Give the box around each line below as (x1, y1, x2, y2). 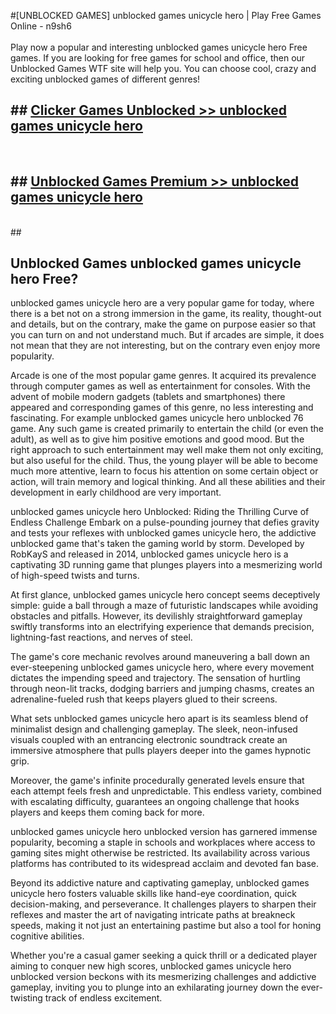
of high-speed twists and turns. (10, 570, 140, 582)
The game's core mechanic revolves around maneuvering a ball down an (10, 651, 310, 663)
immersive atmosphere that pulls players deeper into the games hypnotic (10, 745, 312, 757)
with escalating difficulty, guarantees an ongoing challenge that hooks (10, 796, 300, 808)
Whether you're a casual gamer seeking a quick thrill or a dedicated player (10, 950, 318, 962)
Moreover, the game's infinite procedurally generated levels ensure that (10, 775, 305, 787)
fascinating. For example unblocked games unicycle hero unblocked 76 (10, 412, 304, 424)
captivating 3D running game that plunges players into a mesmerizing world (10, 559, 323, 571)
